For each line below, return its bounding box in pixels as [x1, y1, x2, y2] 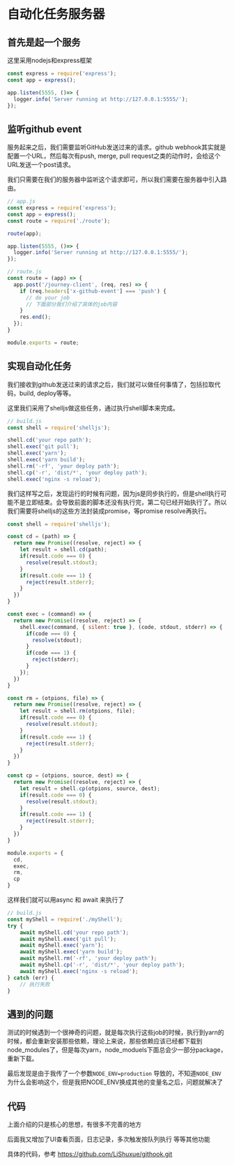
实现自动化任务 [7, 360, 72, 372]
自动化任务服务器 [7, 6, 106, 22]
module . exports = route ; [7, 339, 79, 346]
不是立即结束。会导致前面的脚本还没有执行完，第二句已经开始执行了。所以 [13, 498, 227, 506]
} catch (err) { [7, 974, 54, 981]
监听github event [7, 123, 82, 135]
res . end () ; [19, 313, 52, 321]
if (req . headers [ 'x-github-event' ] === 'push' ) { [19, 288, 167, 295]
